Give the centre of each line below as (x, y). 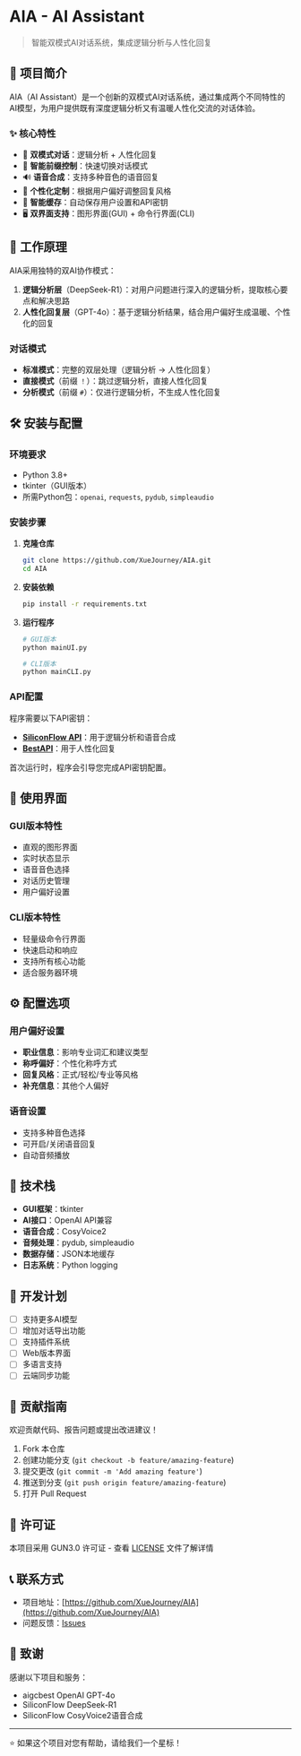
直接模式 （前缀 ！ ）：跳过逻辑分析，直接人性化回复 (115, 381)
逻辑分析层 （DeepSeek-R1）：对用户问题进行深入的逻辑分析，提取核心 (151, 290)
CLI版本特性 (35, 918)
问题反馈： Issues (54, 1622)
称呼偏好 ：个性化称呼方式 (69, 1063)
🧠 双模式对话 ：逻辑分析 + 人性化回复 (90, 155)
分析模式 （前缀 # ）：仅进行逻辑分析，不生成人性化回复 (121, 393)
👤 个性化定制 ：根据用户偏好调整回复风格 (97, 191)
